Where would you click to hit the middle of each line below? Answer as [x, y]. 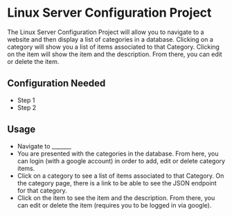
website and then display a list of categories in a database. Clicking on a [110, 39]
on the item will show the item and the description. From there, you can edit [115, 54]
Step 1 [26, 100]
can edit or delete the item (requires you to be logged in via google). [114, 205]
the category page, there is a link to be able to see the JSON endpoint [117, 183]
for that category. [42, 190]
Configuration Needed [56, 84]
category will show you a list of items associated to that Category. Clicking [114, 47]
